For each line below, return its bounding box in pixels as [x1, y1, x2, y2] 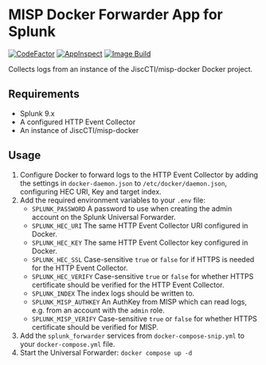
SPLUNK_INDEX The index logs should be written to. [31, 288, 195, 298]
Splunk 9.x [19, 108, 55, 118]
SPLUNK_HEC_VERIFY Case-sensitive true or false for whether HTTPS [31, 271, 254, 281]
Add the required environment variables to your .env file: [19, 195, 205, 205]
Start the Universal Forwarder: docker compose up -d [19, 347, 193, 357]
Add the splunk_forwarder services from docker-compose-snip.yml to [19, 331, 245, 340]
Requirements [8, 88, 80, 101]
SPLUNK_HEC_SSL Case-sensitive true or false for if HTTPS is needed [31, 254, 255, 264]
